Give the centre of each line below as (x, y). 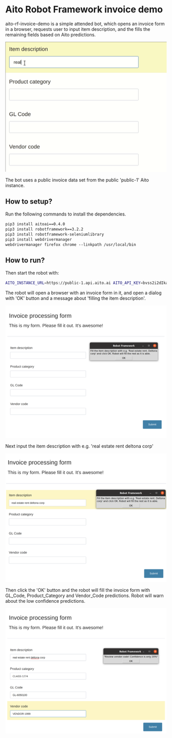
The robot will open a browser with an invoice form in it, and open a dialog (84, 293)
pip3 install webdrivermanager (39, 239)
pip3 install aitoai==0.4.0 (35, 224)
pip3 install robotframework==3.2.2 (44, 229)
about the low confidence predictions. (45, 601)
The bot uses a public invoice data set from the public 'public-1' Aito (77, 180)
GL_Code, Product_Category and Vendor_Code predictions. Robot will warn (84, 596)
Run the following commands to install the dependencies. (66, 214)
